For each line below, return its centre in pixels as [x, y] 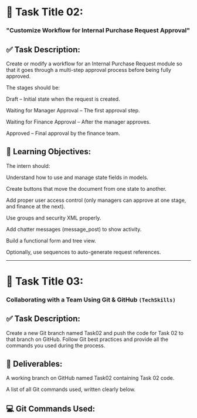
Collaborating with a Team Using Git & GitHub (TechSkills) [91, 300]
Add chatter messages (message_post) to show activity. [74, 229]
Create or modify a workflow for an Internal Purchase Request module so [94, 64]
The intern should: [28, 166]
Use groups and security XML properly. [54, 218]
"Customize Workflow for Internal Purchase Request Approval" [98, 31]
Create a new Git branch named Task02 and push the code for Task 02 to [95, 333]
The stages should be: [33, 87]
